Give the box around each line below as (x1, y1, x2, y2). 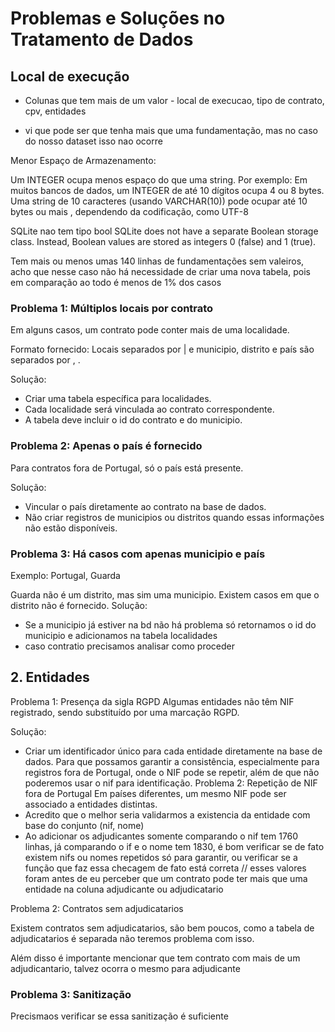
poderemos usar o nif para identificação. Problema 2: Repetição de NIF (24, 777, 318, 789)
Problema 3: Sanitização (10, 987, 132, 1001)
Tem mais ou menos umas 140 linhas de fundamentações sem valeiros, (10, 255, 305, 267)
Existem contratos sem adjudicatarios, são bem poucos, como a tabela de (10, 922, 315, 934)
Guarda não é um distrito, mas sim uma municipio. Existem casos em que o (10, 588, 320, 601)
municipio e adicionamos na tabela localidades (24, 629, 218, 641)
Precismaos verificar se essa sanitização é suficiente (10, 1010, 229, 1022)
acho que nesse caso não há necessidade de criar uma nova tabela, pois (10, 266, 311, 277)
